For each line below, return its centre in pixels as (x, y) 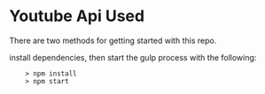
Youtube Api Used (77, 16)
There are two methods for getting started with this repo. (113, 40)
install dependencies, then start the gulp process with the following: (133, 57)
